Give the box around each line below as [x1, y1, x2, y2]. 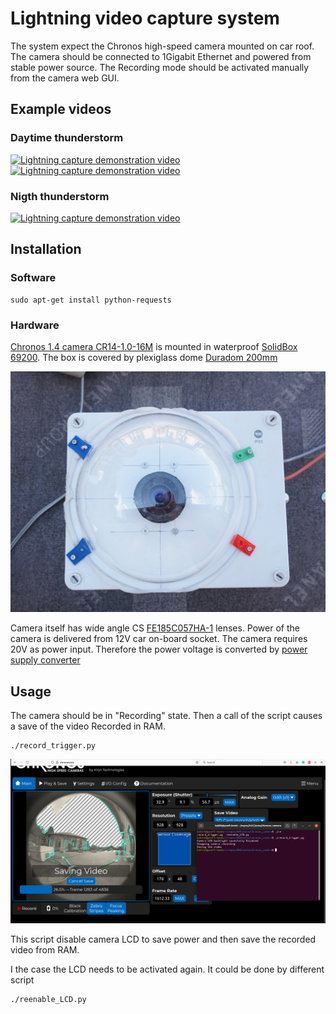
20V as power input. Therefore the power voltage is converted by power [10, 643, 308, 656]
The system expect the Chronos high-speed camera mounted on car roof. [10, 40, 315, 52]
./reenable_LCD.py [10, 995, 87, 1005]
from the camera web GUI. [10, 72, 120, 84]
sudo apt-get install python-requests [10, 295, 172, 305]
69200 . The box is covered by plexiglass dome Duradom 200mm [10, 351, 278, 363]
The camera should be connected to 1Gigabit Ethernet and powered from [10, 50, 312, 62]
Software [10, 271, 57, 285]
